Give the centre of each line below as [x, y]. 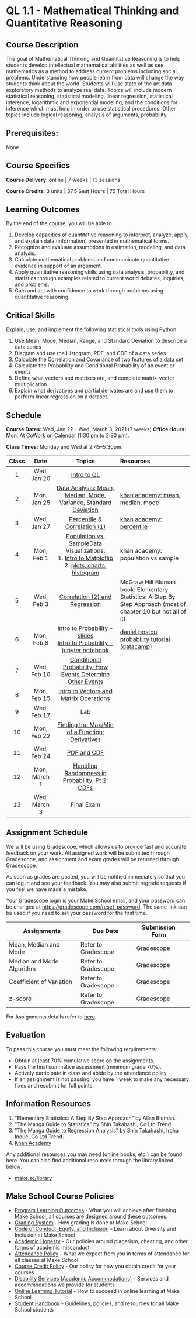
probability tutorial [145, 639]
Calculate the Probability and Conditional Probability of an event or [94, 366]
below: [14, 1166]
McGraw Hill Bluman [148, 582]
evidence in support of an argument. [58, 266]
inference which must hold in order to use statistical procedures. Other [91, 109]
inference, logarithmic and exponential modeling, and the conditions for [92, 102]
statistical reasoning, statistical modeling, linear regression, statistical [90, 96]
